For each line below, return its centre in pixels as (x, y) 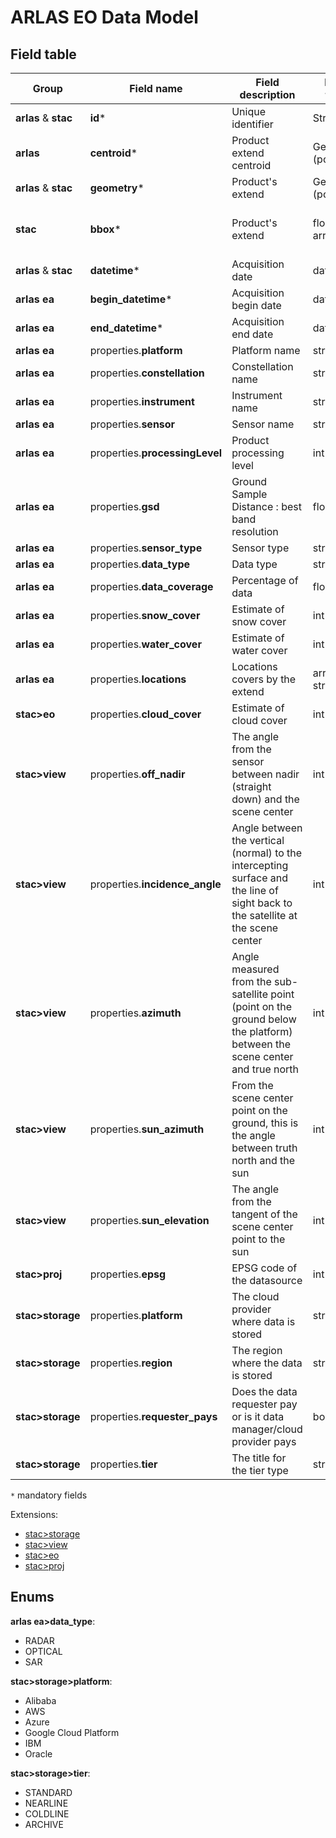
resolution (255, 531)
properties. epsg (128, 1274)
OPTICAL (43, 1651)
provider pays (264, 1441)
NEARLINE (46, 1803)
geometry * (117, 188)
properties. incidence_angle (155, 884)
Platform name (266, 350)
